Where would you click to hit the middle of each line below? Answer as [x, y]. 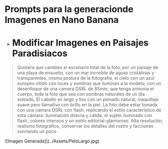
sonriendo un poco [36, 131]
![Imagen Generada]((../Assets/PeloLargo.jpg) [52, 141]
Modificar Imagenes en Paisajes [80, 43]
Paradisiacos [40, 53]
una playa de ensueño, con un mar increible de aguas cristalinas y [86, 73]
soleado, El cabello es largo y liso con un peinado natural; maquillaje [88, 99]
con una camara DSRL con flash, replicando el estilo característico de [89, 110]
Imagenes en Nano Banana [62, 20]
